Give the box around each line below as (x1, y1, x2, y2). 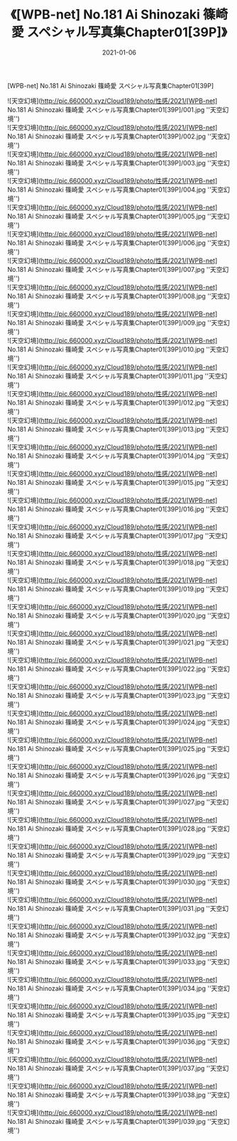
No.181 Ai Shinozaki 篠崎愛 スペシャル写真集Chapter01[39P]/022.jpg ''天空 (7, 665, 224, 673)
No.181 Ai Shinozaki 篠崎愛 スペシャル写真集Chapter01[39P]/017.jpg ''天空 (7, 531, 221, 540)
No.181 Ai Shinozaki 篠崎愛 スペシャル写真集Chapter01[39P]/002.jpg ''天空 (7, 132, 224, 141)
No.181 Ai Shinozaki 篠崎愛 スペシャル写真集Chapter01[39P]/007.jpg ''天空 (7, 265, 223, 273)
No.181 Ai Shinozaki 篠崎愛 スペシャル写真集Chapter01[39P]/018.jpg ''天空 (7, 558, 223, 567)
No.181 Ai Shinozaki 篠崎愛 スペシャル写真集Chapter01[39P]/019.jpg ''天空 (7, 584, 223, 593)
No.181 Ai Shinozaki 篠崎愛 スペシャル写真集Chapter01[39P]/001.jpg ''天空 (7, 105, 223, 114)
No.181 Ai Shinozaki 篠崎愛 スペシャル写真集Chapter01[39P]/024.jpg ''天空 (7, 718, 224, 726)
